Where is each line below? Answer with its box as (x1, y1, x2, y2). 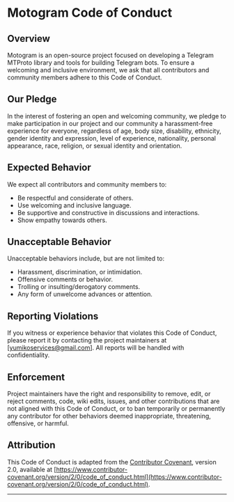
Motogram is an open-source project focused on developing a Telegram (7, 51, 214, 59)
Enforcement (7, 371, 65, 383)
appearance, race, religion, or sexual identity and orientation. (7, 141, 182, 150)
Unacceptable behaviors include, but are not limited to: (7, 254, 165, 262)
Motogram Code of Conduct (7, 5, 173, 21)
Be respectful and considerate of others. (17, 194, 134, 202)
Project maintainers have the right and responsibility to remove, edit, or (7, 390, 211, 398)
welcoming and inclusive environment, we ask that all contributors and (7, 66, 210, 74)
